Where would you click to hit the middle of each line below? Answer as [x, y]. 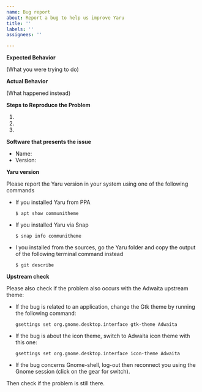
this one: [26, 342]
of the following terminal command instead [69, 254]
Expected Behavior [31, 58]
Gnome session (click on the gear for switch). [73, 372]
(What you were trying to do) [43, 70]
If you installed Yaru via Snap [52, 225]
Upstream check [28, 277]
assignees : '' [24, 35]
